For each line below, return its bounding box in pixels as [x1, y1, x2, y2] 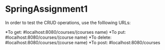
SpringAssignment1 [5, 3, 88, 15]
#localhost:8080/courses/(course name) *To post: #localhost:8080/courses [5, 39, 161, 45]
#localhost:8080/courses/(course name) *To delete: [5, 34, 112, 40]
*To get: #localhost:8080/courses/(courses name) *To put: [5, 29, 126, 35]
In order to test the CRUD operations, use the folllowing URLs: [5, 20, 131, 25]
